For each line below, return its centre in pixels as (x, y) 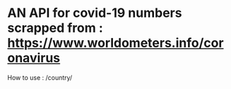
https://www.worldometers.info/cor (115, 43)
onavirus (34, 58)
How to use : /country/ (40, 77)
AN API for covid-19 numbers (95, 13)
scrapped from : (55, 28)
